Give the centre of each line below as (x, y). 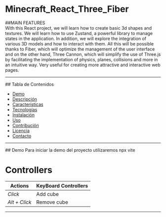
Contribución (25, 125)
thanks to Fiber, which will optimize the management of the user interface (80, 49)
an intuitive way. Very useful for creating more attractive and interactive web (83, 65)
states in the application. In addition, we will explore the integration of (76, 39)
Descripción (24, 99)
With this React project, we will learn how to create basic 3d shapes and (79, 28)
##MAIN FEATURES (25, 23)
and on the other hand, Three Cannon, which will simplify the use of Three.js (83, 54)
